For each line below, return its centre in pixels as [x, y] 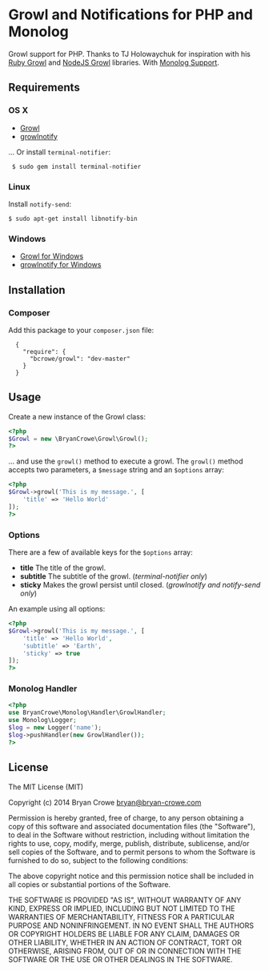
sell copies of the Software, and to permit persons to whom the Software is [132, 852]
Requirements [44, 88]
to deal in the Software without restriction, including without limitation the [129, 835]
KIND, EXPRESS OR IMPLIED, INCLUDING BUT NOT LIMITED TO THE [122, 908]
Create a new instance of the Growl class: [77, 416]
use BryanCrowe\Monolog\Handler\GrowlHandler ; [87, 713]
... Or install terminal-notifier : [59, 152]
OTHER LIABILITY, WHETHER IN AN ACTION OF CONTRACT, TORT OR [125, 942]
